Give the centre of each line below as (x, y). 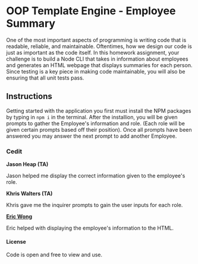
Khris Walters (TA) (29, 193)
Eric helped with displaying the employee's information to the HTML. (90, 228)
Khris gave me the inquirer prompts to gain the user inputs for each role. (95, 205)
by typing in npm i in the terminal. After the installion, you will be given (92, 117)
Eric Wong (19, 217)
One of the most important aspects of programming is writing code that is (96, 40)
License (16, 241)
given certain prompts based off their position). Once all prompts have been (99, 129)
